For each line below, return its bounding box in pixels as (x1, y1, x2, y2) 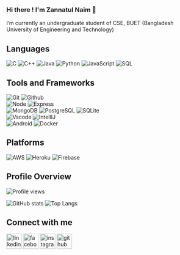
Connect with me (6, 217, 73, 227)
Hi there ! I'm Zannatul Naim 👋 (6, 6, 96, 14)
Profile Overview (6, 171, 72, 182)
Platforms (6, 138, 45, 148)
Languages (6, 43, 50, 54)
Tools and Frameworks (6, 78, 95, 88)
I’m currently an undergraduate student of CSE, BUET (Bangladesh (6, 20, 174, 27)
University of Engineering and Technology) (6, 26, 114, 33)
